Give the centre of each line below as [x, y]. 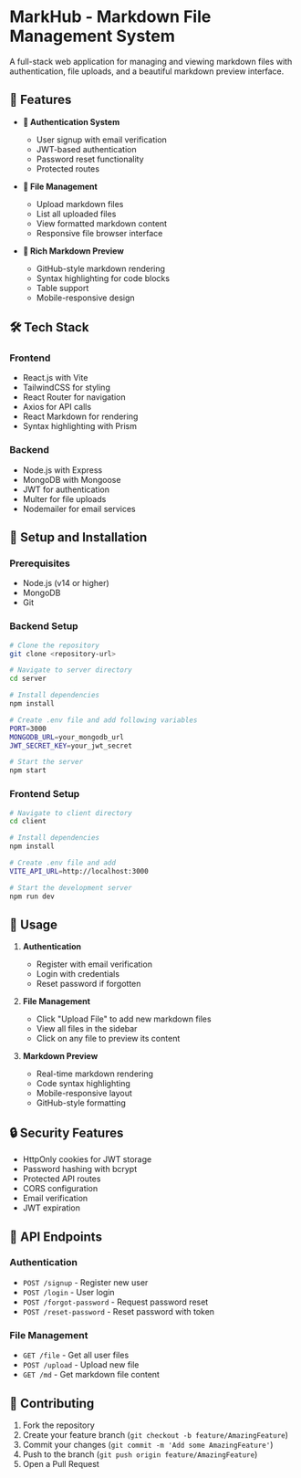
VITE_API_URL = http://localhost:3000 [79, 871]
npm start [28, 770]
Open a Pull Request [61, 1463]
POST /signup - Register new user [85, 1282]
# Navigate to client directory [71, 813]
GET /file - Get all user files [76, 1355]
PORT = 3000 [28, 729]
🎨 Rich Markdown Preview [73, 251]
